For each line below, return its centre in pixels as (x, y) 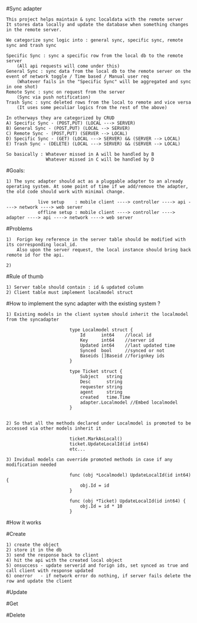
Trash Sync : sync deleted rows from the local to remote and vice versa (99, 103)
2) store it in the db (34, 550)
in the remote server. (34, 30)
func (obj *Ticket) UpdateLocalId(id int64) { (127, 501)
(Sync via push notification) (54, 97)
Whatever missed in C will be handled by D (100, 159)
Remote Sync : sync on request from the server (66, 92)
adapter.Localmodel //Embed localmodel (129, 402)
